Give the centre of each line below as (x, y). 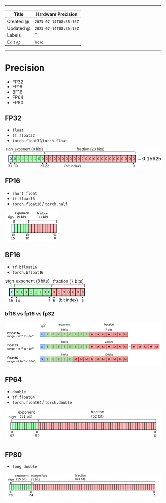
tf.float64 (23, 398)
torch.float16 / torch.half (40, 204)
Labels (14, 35)
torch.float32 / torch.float (40, 140)
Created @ (18, 21)
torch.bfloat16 (28, 273)
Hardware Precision (57, 14)
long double (24, 467)
